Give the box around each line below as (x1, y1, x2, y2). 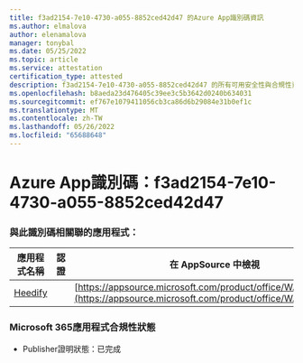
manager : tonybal (9, 38, 75, 48)
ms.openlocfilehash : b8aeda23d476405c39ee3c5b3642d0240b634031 (9, 88, 252, 98)
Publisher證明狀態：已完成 (22, 343, 122, 354)
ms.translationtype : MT (9, 106, 99, 115)
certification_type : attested (9, 72, 124, 81)
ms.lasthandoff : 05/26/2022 (9, 123, 115, 132)
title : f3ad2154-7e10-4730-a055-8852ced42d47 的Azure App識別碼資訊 (9, 13, 264, 23)
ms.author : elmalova (9, 22, 87, 31)
